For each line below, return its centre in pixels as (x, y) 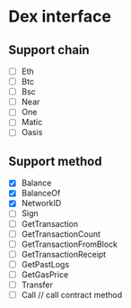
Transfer (37, 285)
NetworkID (41, 204)
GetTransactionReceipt (64, 254)
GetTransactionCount (61, 234)
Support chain (49, 50)
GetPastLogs (45, 264)
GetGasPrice (45, 274)
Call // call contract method (72, 294)
